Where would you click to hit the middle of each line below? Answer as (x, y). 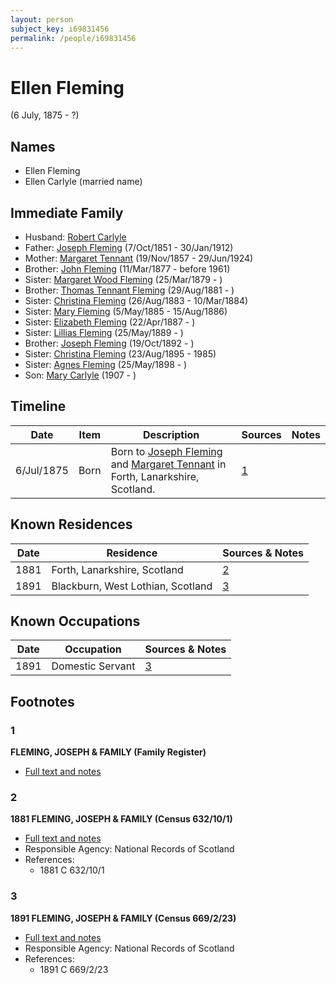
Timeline (38, 406)
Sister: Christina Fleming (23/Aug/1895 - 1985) (120, 353)
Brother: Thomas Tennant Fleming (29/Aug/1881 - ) (129, 290)
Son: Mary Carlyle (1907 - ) (80, 375)
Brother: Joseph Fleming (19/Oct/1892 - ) (109, 343)
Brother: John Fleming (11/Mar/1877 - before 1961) (127, 268)
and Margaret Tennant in (168, 464)
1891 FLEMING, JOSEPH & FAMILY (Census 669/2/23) (123, 918)
